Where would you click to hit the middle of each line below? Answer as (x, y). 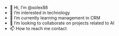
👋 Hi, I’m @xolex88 (29, 8)
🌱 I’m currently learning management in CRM (55, 18)
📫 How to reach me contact (38, 28)
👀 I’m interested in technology (40, 13)
